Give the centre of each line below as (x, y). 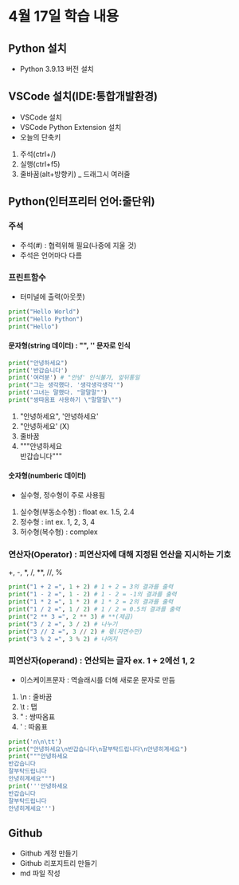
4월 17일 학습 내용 (64, 16)
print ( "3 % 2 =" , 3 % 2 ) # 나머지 (63, 639)
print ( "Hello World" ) (44, 312)
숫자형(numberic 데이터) (47, 476)
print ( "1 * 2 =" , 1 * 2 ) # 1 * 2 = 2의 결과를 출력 (91, 602)
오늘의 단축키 (40, 137)
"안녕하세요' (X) (45, 426)
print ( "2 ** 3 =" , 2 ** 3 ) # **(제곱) (71, 616)
